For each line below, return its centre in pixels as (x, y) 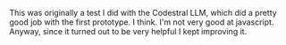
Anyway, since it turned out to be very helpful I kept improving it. (128, 31)
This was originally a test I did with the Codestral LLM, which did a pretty (143, 13)
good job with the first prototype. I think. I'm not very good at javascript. (142, 22)
